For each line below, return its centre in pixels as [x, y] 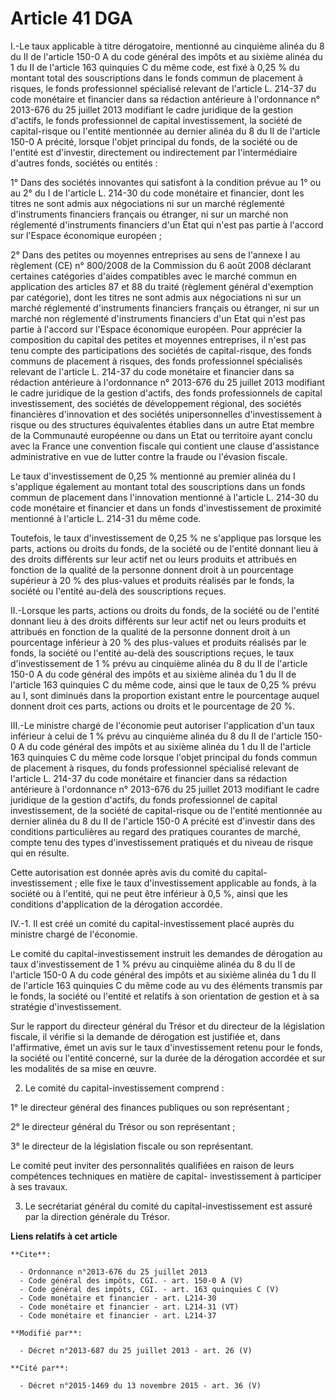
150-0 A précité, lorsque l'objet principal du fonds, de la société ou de [154, 141]
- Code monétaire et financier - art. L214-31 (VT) [129, 1307]
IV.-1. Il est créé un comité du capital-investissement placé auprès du [152, 923]
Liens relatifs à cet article [64, 1236]
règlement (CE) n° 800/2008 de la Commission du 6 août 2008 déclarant [161, 265]
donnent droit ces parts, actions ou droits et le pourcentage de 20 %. [153, 706]
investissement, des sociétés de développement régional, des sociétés [156, 403]
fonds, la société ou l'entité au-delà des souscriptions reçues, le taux [152, 653]
